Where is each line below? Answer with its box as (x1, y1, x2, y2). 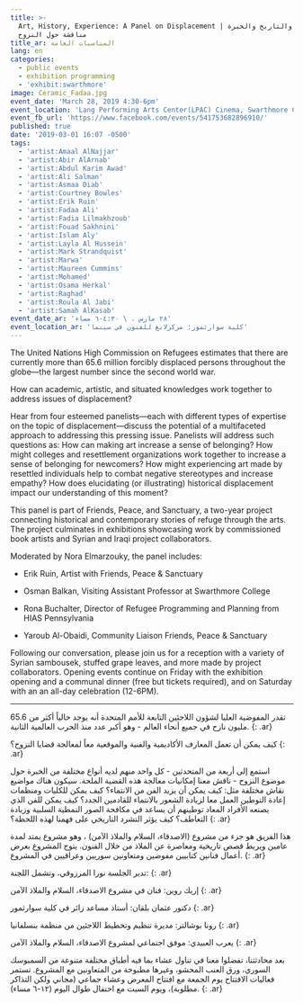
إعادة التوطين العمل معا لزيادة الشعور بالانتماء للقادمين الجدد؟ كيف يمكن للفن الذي (10, 794, 286, 805)
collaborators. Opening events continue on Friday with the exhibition (10, 667, 263, 677)
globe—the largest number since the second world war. (10, 366, 217, 377)
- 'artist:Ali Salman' (18, 172, 103, 181)
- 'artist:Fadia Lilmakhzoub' (18, 213, 131, 223)
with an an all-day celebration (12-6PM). (10, 685, 160, 696)
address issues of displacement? (10, 393, 133, 404)
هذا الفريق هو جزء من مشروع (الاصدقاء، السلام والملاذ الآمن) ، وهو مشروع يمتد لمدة (10, 831, 291, 841)
